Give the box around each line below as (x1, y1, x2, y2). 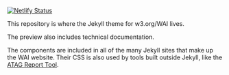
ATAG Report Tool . (7, 61, 59, 68)
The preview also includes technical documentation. (7, 33, 154, 41)
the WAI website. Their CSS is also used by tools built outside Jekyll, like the (7, 53, 223, 61)
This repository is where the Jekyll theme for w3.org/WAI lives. (7, 20, 185, 27)
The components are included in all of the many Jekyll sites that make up (7, 46, 214, 54)
